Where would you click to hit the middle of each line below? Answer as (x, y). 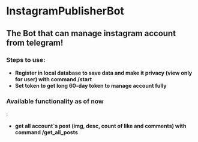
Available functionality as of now (55, 101)
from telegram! (35, 42)
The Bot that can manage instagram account (91, 33)
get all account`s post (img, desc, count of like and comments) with (100, 126)
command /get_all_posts (46, 132)
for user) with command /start (53, 79)
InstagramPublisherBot (65, 11)
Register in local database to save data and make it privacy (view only (103, 73)
